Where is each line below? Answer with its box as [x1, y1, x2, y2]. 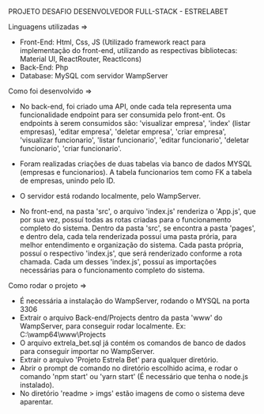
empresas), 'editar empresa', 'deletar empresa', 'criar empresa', [19, 127, 227, 136]
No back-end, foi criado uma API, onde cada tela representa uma [19, 102, 232, 111]
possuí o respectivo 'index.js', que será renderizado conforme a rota [19, 249, 243, 258]
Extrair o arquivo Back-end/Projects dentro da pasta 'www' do [19, 313, 223, 322]
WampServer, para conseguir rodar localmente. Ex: [19, 321, 187, 331]
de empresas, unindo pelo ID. [19, 176, 116, 185]
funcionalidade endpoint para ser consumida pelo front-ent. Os [19, 110, 226, 120]
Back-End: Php [19, 63, 69, 72]
